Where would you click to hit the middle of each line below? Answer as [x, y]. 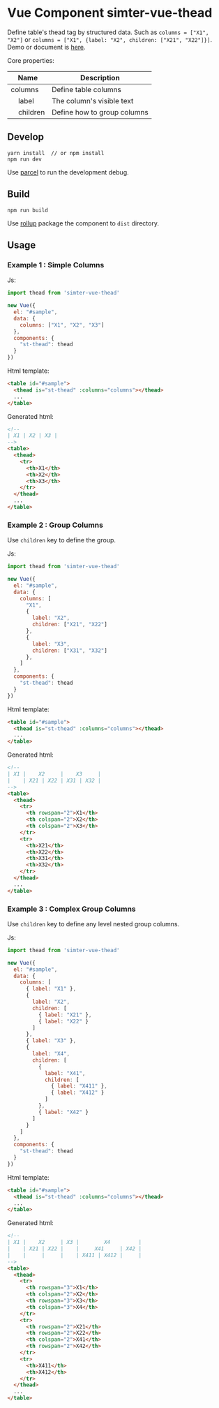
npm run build [28, 210]
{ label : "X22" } [63, 1021]
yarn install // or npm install [56, 153]
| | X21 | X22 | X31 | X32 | [54, 780]
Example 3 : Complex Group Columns [71, 909]
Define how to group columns [100, 112]
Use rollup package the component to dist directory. [83, 223]
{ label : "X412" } [78, 1093]
